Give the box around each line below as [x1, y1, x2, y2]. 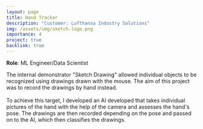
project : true [6, 37, 42, 43]
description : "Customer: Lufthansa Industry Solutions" [6, 20, 150, 26]
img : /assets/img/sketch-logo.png [6, 25, 94, 32]
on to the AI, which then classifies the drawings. [6, 116, 126, 123]
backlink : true [6, 43, 45, 49]
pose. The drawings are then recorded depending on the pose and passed [6, 110, 192, 117]
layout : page [6, 8, 39, 15]
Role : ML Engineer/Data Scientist [6, 59, 89, 67]
